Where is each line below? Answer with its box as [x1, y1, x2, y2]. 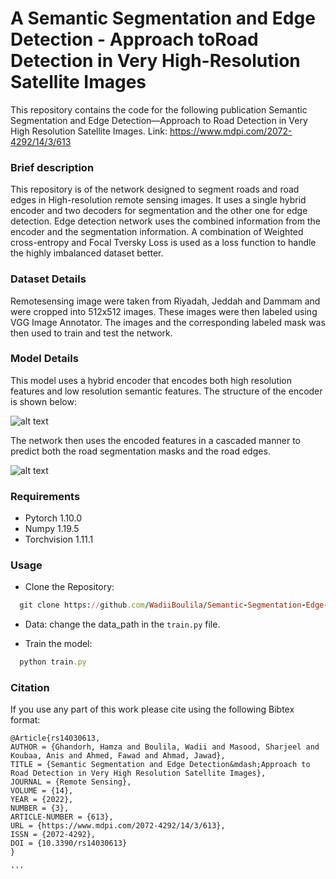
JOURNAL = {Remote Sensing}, [10, 777, 132, 787]
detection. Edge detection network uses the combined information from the [10, 215, 321, 227]
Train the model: [24, 638, 93, 650]
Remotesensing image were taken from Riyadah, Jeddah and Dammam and [10, 295, 321, 307]
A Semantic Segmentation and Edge [10, 7, 316, 30]
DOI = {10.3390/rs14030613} [10, 838, 128, 849]
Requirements [10, 489, 81, 503]
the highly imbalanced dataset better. [10, 247, 164, 259]
